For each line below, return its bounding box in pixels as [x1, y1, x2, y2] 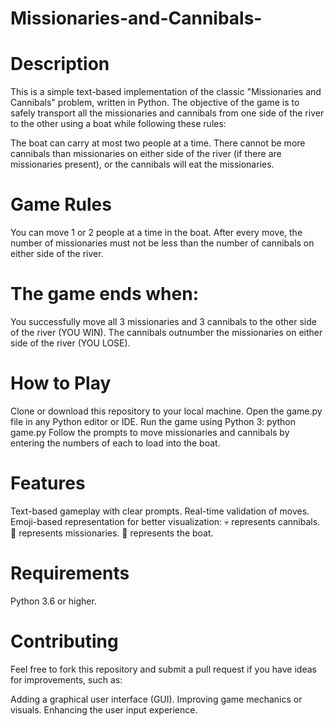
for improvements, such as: [10, 673, 123, 686]
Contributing [10, 630, 119, 652]
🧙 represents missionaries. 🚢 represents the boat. [10, 527, 214, 539]
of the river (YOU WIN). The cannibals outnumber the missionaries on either [10, 327, 323, 338]
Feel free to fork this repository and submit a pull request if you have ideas [10, 663, 317, 675]
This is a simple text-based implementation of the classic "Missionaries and [10, 86, 322, 98]
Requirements [10, 562, 130, 585]
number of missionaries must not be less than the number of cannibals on [10, 237, 315, 249]
